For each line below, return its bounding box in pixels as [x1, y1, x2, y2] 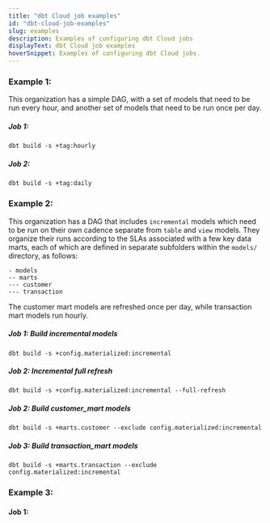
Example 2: [8, 198, 53, 209]
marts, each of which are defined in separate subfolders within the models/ [8, 242, 257, 251]
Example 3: [8, 487, 54, 498]
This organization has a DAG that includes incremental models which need [8, 216, 257, 226]
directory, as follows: [8, 251, 78, 260]
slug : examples [8, 27, 60, 35]
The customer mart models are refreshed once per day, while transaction [8, 302, 252, 311]
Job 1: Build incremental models [8, 329, 118, 339]
